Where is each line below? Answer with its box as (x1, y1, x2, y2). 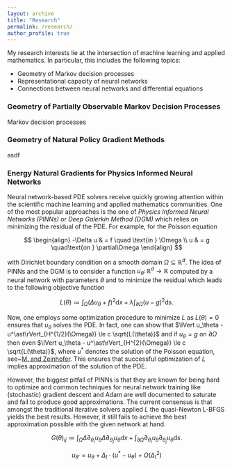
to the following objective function (7, 284, 106, 292)
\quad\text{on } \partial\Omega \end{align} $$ (51, 243, 183, 251)
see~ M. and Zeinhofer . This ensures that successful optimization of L (7, 355, 206, 363)
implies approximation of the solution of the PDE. (7, 362, 147, 370)
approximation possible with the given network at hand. (7, 419, 166, 428)
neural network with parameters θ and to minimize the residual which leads (7, 276, 222, 284)
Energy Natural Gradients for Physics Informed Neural (7, 168, 193, 178)
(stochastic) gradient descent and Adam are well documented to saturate (7, 390, 217, 398)
